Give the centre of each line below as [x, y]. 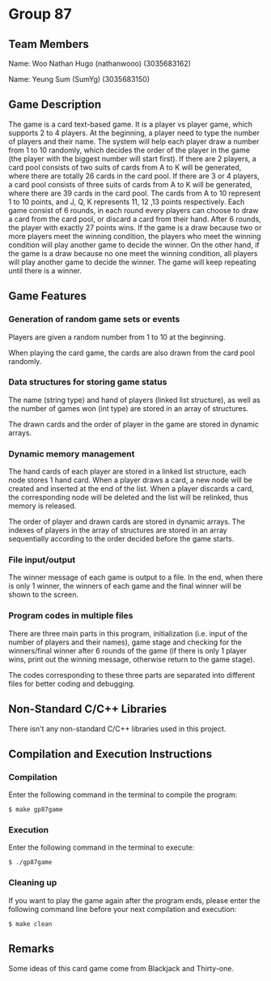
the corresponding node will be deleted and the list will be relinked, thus [128, 497]
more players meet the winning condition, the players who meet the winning [135, 236]
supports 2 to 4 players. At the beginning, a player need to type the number [134, 133]
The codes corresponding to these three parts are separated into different [131, 675]
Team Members [49, 44]
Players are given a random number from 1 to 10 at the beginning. [117, 336]
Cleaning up [33, 883]
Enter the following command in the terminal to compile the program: [123, 795]
